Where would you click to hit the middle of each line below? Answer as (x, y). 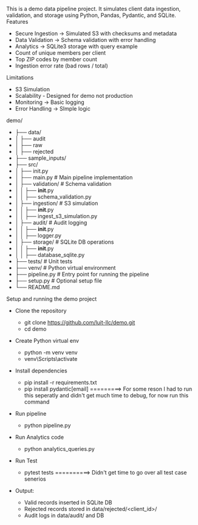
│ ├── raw (29, 145)
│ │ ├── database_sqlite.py (50, 255)
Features (17, 22)
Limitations (20, 77)
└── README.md (37, 287)
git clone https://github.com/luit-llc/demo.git (80, 322)
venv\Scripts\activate (51, 359)
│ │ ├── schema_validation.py (53, 197)
